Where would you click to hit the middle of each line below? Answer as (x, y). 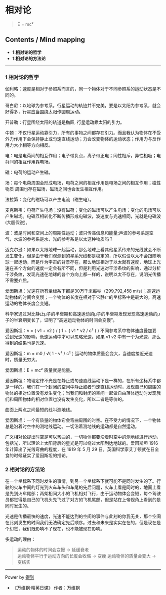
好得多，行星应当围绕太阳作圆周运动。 (44, 112)
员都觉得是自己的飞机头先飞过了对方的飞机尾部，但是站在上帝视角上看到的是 (83, 500)
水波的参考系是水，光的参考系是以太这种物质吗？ (63, 239)
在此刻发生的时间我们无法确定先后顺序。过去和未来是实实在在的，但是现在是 (83, 523)
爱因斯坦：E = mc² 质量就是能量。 (40, 370)
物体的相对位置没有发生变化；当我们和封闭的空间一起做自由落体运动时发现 (81, 393)
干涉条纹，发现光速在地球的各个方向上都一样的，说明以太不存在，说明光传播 (83, 275)
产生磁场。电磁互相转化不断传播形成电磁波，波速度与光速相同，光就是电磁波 (83, 216)
